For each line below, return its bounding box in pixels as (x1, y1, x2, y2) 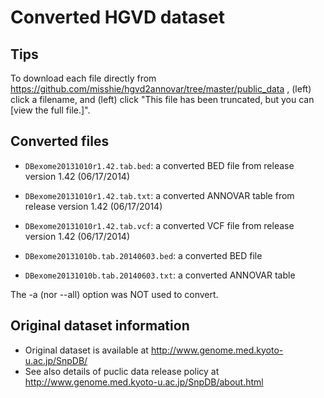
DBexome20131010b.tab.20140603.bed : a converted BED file (24, 249, 263, 261)
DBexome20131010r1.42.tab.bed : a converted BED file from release (24, 159, 295, 171)
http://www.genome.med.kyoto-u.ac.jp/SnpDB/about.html (24, 376, 264, 388)
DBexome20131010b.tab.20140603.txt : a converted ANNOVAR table (24, 269, 296, 281)
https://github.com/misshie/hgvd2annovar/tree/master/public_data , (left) (10, 83, 312, 95)
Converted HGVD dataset (10, 6, 225, 29)
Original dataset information (10, 317, 190, 335)
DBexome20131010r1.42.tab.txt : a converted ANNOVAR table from (24, 189, 295, 201)
